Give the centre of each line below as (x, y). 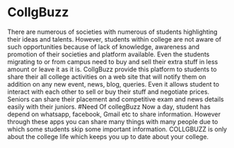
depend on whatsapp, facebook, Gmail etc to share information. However (114, 114)
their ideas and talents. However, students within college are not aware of (115, 39)
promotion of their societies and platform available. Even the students (109, 54)
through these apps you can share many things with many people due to (113, 121)
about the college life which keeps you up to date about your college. (108, 136)
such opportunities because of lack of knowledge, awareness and (104, 47)
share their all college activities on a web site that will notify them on (107, 76)
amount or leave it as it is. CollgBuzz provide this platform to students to (112, 69)
